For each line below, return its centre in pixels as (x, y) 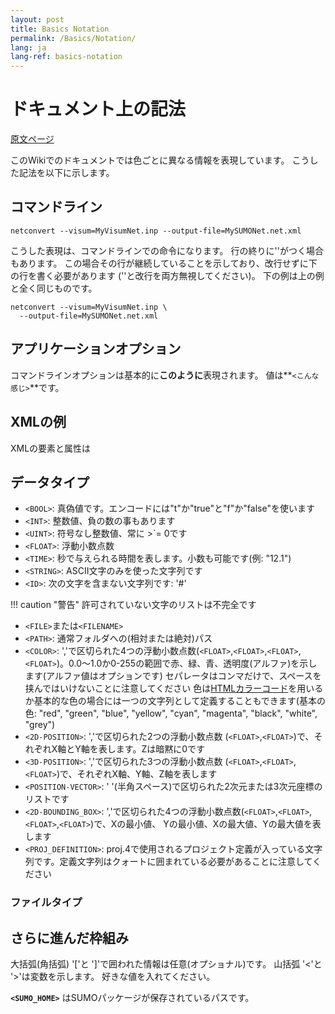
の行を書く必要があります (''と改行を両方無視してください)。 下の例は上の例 (167, 275)
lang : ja (28, 47)
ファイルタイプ (46, 903)
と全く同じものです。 (54, 288)
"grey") (40, 725)
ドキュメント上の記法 (98, 109)
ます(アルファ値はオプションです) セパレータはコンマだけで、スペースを (173, 676)
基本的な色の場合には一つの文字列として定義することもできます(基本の (179, 701)
